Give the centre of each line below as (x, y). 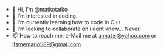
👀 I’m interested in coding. (45, 16)
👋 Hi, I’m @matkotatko (40, 9)
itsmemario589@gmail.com (47, 44)
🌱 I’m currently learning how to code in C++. (68, 22)
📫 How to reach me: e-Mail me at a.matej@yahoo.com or (84, 35)
